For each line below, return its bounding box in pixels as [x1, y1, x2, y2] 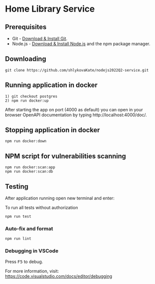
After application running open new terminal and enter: [5, 195, 115, 201]
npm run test [5, 214, 32, 219]
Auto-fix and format [5, 225, 53, 232]
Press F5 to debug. [5, 259, 43, 265]
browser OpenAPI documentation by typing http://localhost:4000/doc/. [5, 112, 147, 118]
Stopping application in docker [5, 126, 100, 134]
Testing [5, 182, 29, 191]
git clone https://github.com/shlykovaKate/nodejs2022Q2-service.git [5, 68, 149, 72]
